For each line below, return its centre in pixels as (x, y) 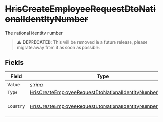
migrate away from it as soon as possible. (58, 47)
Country (16, 106)
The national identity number (34, 33)
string (36, 85)
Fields (15, 62)
